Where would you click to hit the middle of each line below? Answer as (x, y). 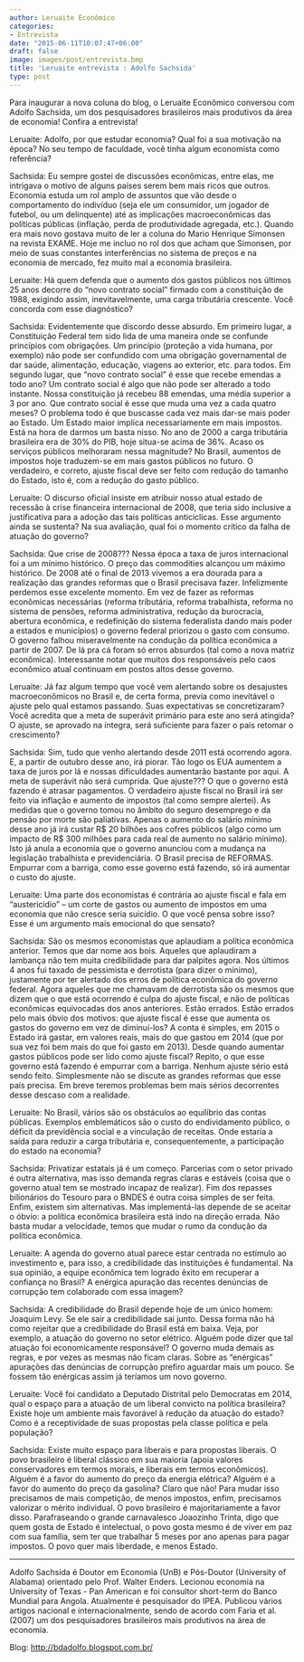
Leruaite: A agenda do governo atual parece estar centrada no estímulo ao (148, 1253)
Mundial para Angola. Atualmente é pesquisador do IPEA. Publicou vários (146, 1600)
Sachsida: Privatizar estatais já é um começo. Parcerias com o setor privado (152, 1168)
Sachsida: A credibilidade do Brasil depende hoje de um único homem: (141, 1309)
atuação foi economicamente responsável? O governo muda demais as (142, 1347)
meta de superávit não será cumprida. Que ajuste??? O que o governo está (149, 781)
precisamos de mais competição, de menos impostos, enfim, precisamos (146, 1497)
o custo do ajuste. (43, 877)
